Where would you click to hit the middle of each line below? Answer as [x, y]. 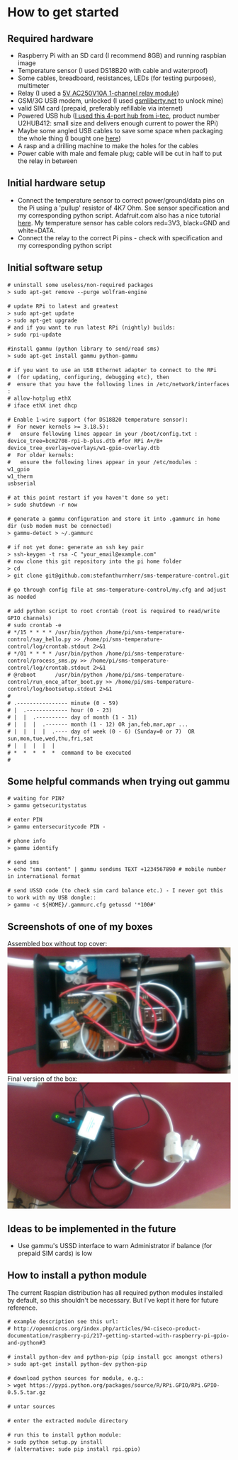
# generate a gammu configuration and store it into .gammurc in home [114, 519]
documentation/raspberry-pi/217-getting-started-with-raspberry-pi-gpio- [119, 1336]
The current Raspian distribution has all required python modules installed [115, 1292]
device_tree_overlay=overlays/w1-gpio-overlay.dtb [84, 448]
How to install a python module [77, 1275]
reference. [22, 1308]
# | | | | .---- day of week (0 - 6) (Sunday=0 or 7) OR [101, 731]
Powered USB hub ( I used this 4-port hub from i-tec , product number [119, 116]
